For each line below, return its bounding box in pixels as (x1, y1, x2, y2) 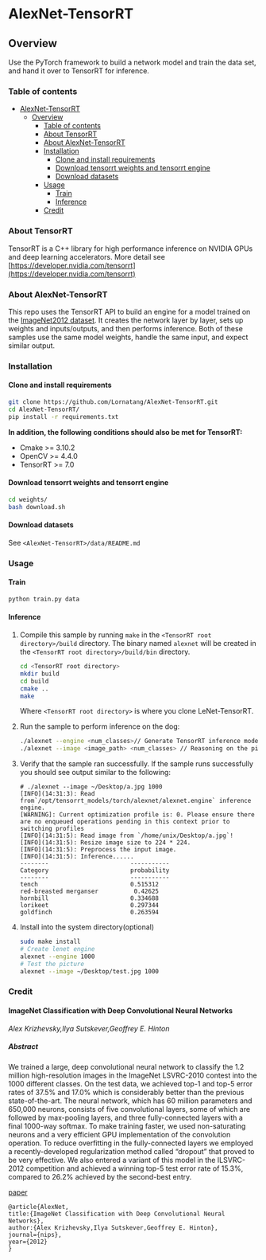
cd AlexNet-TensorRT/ (8, 405, 80, 413)
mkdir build (19, 670, 60, 678)
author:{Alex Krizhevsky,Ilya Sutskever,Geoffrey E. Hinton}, (8, 1223, 218, 1231)
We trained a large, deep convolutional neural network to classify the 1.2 (8, 1062, 245, 1071)
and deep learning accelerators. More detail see (8, 252, 165, 261)
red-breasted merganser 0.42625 (19, 887, 159, 896)
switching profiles (19, 825, 85, 833)
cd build (19, 677, 49, 685)
